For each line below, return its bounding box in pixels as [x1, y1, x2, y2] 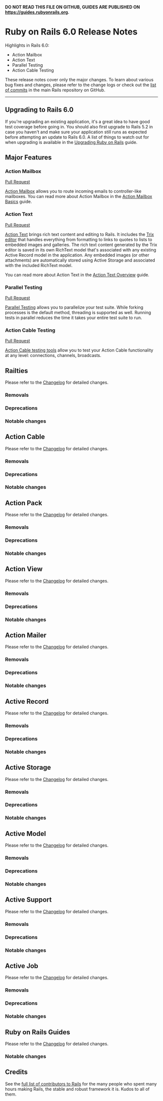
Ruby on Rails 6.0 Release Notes [5, 26, 138, 37]
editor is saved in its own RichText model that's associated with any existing [5, 247, 157, 252]
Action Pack [5, 498, 42, 507]
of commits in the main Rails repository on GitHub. [5, 87, 106, 93]
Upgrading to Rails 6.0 [5, 106, 74, 114]
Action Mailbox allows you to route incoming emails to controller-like [5, 188, 142, 194]
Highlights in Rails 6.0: [5, 42, 49, 48]
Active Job [5, 961, 39, 970]
